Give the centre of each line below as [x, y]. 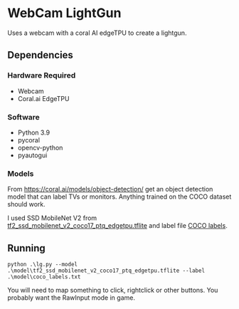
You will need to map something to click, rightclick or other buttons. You [113, 290]
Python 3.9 [34, 132]
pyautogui [32, 155]
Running [27, 248]
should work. [27, 204]
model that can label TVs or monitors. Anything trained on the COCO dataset [119, 197]
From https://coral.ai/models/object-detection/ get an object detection [110, 189]
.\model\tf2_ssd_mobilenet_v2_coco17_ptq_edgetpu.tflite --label [106, 271]
